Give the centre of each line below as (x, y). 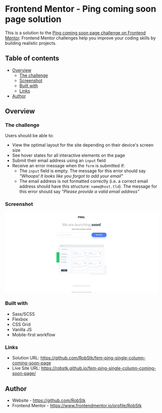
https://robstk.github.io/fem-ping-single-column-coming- (98, 368)
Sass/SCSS (23, 314)
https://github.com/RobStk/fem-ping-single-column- (93, 358)
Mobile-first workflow (34, 335)
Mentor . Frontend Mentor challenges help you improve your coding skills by (81, 38)
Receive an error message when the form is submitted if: (68, 166)
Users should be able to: (30, 136)
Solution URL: (26, 358)
